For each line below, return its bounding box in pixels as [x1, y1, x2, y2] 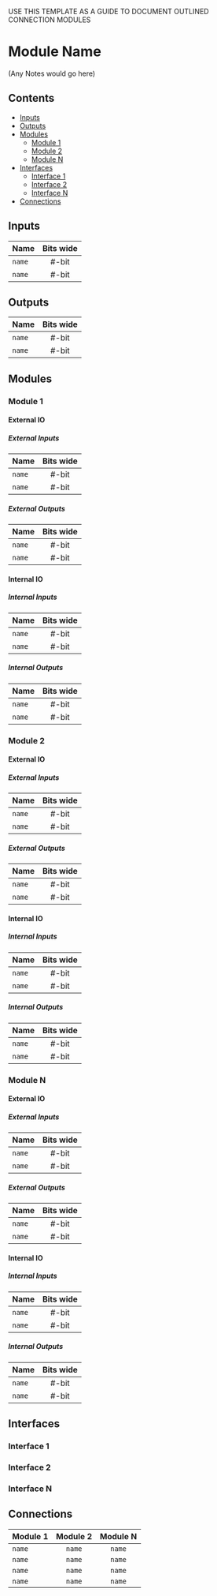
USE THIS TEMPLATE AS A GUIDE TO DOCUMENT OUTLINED [8, 7, 210, 16]
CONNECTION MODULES [8, 15, 91, 24]
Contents [8, 92, 55, 105]
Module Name [8, 43, 102, 61]
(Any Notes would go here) [8, 69, 96, 78]
